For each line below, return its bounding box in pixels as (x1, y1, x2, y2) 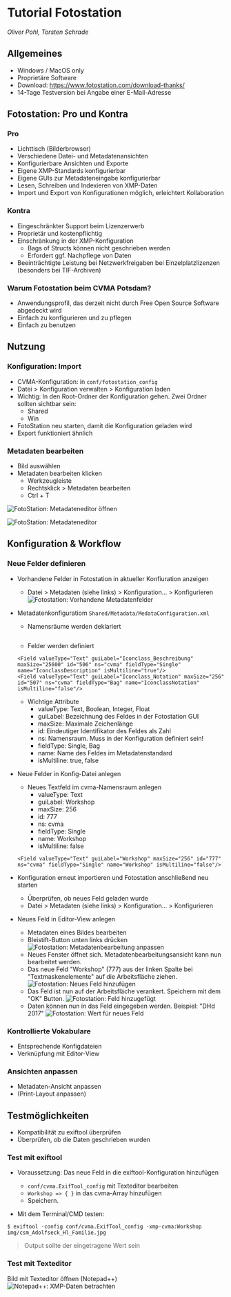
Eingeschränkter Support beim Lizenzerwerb (17, 221, 145, 230)
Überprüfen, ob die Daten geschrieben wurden (17, 1136, 150, 1144)
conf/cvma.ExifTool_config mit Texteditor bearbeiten (27, 1181, 179, 1190)
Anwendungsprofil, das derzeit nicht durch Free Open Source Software (17, 299, 219, 307)
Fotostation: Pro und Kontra (7, 109, 129, 120)
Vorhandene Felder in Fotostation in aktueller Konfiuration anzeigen (17, 574, 209, 582)
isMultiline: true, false (37, 756, 99, 764)
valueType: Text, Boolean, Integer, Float (37, 704, 150, 713)
